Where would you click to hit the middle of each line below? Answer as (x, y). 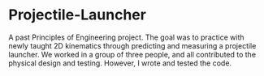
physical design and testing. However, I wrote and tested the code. (120, 63)
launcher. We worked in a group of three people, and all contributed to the (132, 54)
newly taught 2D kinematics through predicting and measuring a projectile (132, 45)
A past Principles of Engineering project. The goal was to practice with (127, 37)
